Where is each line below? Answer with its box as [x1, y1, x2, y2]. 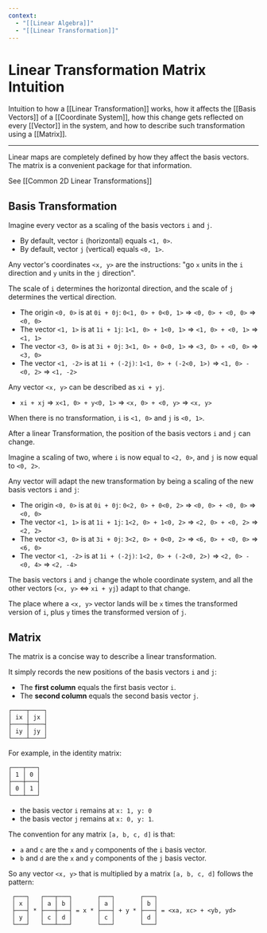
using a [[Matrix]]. [8, 129, 68, 139]
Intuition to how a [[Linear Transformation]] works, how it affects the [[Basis [8, 104, 257, 114]
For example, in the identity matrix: [8, 748, 122, 758]
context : [8, 11, 37, 20]
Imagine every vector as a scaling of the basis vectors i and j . [8, 221, 213, 230]
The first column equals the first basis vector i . [19, 682, 176, 692]
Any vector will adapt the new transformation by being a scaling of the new [8, 476, 254, 486]
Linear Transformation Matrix [8, 61, 207, 79]
